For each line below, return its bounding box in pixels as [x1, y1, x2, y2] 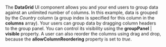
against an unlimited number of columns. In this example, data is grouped [5, 9, 158, 15]
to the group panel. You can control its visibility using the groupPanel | [5, 25, 152, 31]
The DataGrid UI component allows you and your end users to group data [5, 4, 158, 10]
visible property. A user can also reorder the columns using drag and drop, [5, 31, 161, 36]
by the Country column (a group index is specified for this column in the [5, 15, 155, 20]
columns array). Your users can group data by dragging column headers [5, 20, 156, 26]
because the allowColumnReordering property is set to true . [5, 36, 132, 42]
